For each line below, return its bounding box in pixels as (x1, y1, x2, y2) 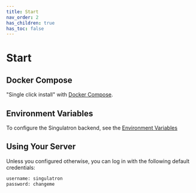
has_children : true (6, 20, 55, 26)
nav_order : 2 (6, 14, 39, 20)
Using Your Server (6, 141, 76, 152)
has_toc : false (6, 25, 44, 32)
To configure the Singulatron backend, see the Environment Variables (6, 124, 178, 132)
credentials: (6, 164, 35, 171)
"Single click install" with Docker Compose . (6, 91, 113, 98)
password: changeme (6, 181, 55, 187)
